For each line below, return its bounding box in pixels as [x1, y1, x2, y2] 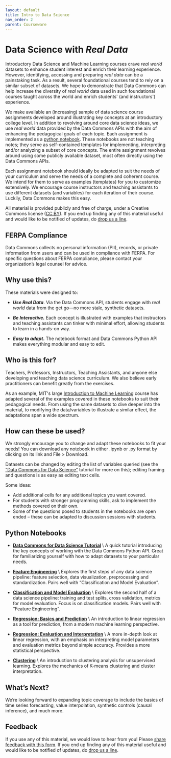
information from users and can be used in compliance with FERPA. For [5, 250, 155, 256]
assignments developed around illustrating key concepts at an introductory [5, 114, 163, 121]
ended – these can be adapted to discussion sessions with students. [12, 514, 157, 520]
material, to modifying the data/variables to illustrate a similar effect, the [5, 406, 157, 413]
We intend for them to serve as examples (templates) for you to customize [5, 179, 161, 185]
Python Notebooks [5, 529, 66, 537]
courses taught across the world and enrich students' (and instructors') [5, 93, 156, 100]
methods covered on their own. [12, 503, 79, 509]
